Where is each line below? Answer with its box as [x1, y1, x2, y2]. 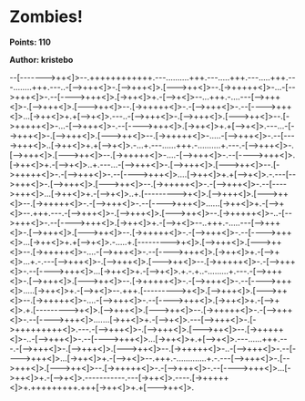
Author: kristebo [9, 54, 74, 65]
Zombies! [9, 6, 84, 27]
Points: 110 [9, 36, 52, 47]
